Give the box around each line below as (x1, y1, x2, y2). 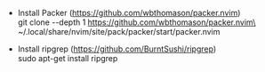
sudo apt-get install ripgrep (17, 53, 118, 63)
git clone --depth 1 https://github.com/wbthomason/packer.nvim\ (17, 17, 256, 28)
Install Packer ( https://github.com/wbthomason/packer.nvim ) (17, 8, 241, 18)
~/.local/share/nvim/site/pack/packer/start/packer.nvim (17, 27, 221, 36)
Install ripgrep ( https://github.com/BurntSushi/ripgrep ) (17, 44, 216, 54)
